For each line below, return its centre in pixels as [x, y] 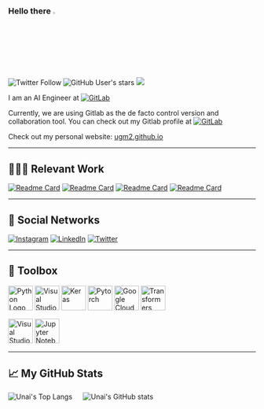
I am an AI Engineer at [44, 98]
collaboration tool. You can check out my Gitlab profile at [100, 122]
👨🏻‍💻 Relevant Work [56, 169]
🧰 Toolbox [33, 271]
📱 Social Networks [54, 220]
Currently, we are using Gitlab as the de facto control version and [114, 113]
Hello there [29, 11]
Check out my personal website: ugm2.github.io [86, 137]
